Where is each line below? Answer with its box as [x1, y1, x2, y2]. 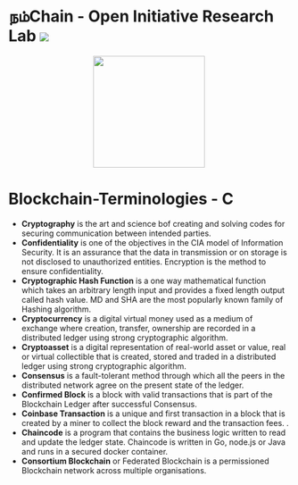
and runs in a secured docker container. [21, 446, 169, 456]
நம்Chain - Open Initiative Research [8, 6, 274, 27]
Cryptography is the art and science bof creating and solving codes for [21, 218, 286, 229]
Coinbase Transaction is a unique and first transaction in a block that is [21, 408, 286, 419]
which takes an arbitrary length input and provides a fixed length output [21, 284, 286, 296]
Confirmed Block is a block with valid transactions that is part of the [21, 389, 273, 399]
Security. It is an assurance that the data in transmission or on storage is [21, 247, 287, 257]
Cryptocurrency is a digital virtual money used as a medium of [21, 313, 253, 323]
